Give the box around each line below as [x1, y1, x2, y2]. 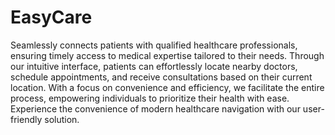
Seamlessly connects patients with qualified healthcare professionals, [10, 39, 298, 51]
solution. [44, 113, 80, 125]
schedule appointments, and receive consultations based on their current [10, 71, 313, 83]
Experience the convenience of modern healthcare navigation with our [10, 102, 301, 115]
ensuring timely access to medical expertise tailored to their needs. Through [10, 49, 325, 61]
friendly [10, 113, 43, 125]
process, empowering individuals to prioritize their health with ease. [10, 92, 290, 104]
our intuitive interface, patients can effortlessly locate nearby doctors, [10, 60, 298, 72]
